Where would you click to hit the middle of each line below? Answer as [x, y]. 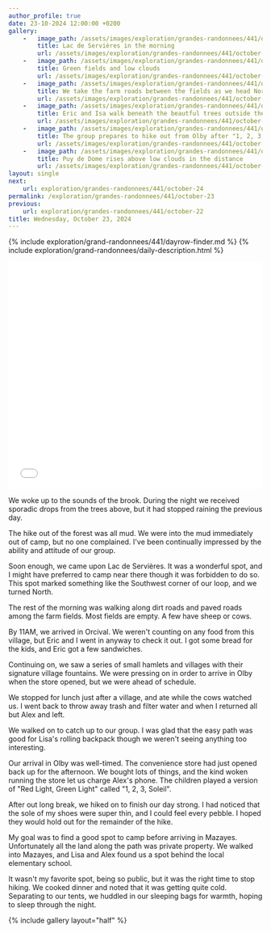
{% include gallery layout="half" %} [68, 920]
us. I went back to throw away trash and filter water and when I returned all [133, 706]
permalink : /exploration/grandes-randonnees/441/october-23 [112, 196]
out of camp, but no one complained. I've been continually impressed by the [135, 542]
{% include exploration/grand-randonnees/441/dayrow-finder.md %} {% [129, 242]
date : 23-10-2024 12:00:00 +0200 [65, 23]
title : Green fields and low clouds [99, 69]
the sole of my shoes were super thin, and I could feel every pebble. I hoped [135, 813]
